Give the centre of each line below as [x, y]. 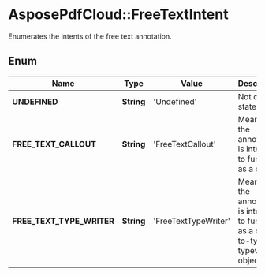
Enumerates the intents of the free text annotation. [90, 36]
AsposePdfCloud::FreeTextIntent [118, 15]
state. [248, 106]
